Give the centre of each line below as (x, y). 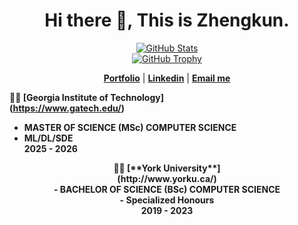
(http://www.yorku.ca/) (167, 178)
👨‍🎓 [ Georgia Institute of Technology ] (86, 97)
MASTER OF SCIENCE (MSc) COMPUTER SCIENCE (130, 127)
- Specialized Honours (167, 200)
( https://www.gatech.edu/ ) (67, 108)
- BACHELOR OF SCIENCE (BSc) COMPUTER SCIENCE (167, 189)
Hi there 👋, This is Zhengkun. (167, 20)
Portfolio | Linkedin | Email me (167, 78)
